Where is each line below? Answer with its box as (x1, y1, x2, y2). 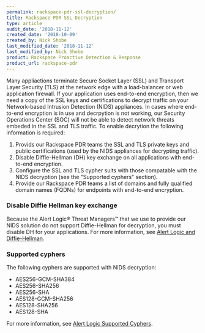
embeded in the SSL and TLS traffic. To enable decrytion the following (6, 122, 184, 130)
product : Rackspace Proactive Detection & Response (6, 54, 141, 60)
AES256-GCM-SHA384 (15, 276, 75, 283)
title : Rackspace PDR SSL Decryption (6, 15, 103, 21)
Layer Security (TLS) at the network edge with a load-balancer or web (6, 83, 184, 90)
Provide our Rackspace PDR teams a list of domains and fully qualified (15, 180, 193, 187)
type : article (6, 20, 43, 26)
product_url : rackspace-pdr (6, 60, 78, 66)
